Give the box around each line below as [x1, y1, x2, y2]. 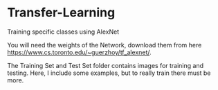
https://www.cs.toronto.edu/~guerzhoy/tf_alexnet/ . [7, 48, 152, 56]
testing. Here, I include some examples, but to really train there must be [7, 69, 211, 77]
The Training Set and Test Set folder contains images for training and [7, 61, 204, 69]
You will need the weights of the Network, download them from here [7, 41, 202, 49]
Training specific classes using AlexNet [7, 27, 120, 36]
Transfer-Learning [7, 5, 116, 21]
